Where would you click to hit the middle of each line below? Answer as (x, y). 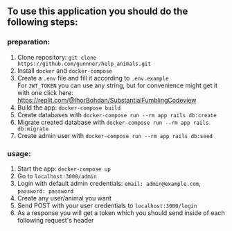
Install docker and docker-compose (65, 70)
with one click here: (45, 92)
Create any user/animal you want (64, 198)
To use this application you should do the (98, 11)
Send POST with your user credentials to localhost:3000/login (107, 205)
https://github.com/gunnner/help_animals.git (84, 64)
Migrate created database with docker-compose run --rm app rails (113, 122)
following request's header (55, 220)
